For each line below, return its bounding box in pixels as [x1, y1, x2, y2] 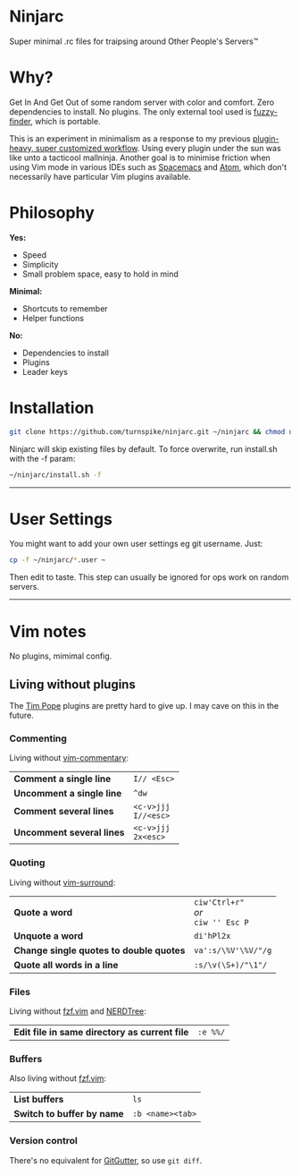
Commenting [9, 732, 67, 745]
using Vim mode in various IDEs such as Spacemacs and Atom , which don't [9, 161, 287, 172]
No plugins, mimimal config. [9, 651, 112, 661]
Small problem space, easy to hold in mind [21, 268, 179, 279]
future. [9, 710, 34, 721]
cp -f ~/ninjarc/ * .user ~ [9, 556, 105, 565]
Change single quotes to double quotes [13, 944, 186, 957]
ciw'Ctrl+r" [193, 897, 245, 907]
